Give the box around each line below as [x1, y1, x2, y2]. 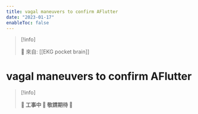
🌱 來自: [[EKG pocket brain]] [20, 48, 90, 55]
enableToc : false [6, 20, 49, 26]
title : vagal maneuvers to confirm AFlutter [6, 8, 118, 15]
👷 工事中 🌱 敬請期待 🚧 [20, 102, 73, 109]
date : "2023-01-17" [6, 14, 55, 20]
